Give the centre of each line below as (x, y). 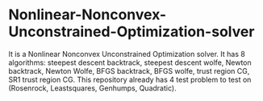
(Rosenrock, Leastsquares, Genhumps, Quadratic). (92, 88)
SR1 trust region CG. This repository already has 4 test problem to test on (130, 79)
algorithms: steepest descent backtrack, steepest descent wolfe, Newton (130, 63)
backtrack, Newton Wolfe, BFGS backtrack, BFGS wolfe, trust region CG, (129, 71)
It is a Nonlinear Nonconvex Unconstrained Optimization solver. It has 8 (127, 54)
